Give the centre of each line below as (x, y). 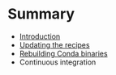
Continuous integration (58, 62)
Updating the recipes (54, 44)
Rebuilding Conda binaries (63, 53)
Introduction (40, 36)
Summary (41, 14)
